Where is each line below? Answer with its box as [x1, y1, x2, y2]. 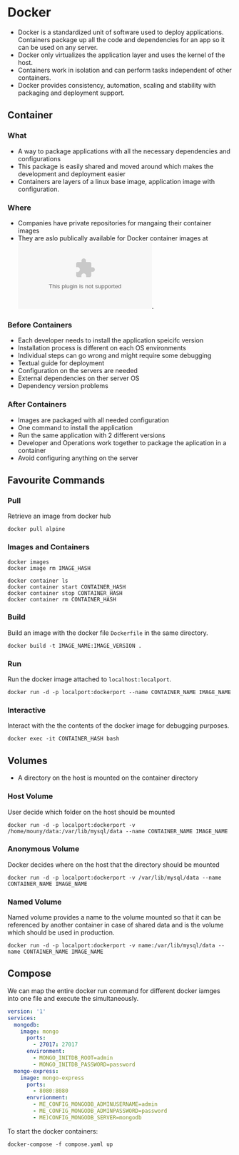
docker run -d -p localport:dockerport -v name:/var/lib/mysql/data [7, 942, 215, 950]
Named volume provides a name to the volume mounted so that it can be [7, 913, 221, 922]
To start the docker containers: [7, 1126, 98, 1135]
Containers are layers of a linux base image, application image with [17, 177, 215, 185]
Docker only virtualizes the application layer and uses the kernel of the [17, 51, 225, 59]
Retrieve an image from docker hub [7, 512, 111, 521]
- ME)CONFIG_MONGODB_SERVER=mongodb [33, 1114, 142, 1121]
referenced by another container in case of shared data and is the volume [7, 921, 224, 930]
